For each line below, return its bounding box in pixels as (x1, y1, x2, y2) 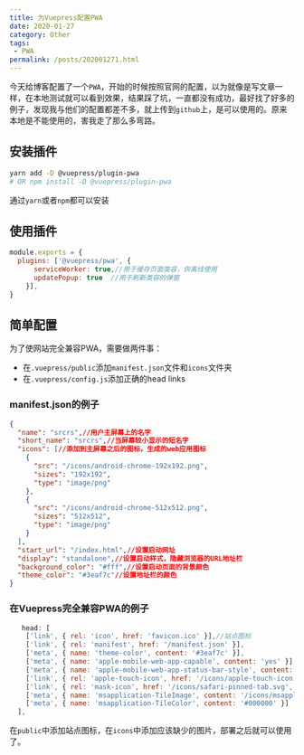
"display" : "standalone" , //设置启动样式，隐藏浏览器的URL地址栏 (17, 553, 243, 563)
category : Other (9, 30, 71, 39)
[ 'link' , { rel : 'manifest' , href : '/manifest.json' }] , (25, 640, 245, 649)
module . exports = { (9, 248, 83, 258)
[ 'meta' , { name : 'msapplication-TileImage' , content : (25, 691, 237, 700)
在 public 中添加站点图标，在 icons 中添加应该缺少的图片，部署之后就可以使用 (9, 725, 292, 736)
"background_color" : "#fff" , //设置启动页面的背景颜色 (17, 562, 210, 571)
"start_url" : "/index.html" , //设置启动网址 (17, 545, 176, 554)
